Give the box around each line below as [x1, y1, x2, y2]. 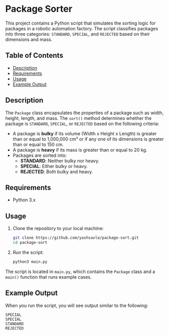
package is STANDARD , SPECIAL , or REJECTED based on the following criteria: [5, 120, 159, 127]
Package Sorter [5, 3, 73, 15]
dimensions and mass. [5, 36, 53, 43]
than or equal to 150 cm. [12, 141, 64, 148]
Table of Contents [5, 51, 64, 60]
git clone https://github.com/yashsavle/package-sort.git [12, 235, 139, 241]
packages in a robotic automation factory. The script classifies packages [5, 25, 158, 31]
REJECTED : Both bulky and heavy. [20, 169, 93, 175]
